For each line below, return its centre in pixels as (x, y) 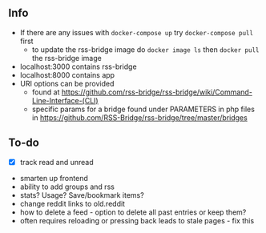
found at (46, 92)
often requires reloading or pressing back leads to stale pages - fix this (137, 220)
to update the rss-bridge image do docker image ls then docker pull (145, 49)
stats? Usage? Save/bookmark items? (82, 195)
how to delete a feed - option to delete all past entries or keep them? (133, 212)
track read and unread (56, 162)
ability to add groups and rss (67, 187)
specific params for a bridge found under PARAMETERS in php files (143, 109)
